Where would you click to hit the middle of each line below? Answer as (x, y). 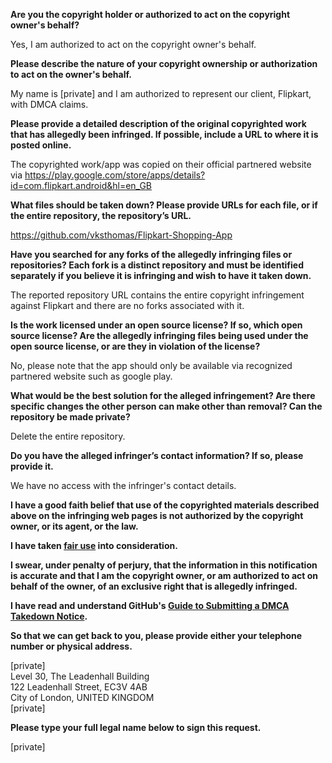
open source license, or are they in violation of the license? (135, 346)
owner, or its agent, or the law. (74, 526)
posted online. (41, 145)
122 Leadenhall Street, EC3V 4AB (79, 687)
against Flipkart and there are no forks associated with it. (127, 305)
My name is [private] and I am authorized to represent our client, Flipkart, (161, 93)
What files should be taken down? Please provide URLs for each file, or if (164, 205)
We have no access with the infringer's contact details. (123, 485)
